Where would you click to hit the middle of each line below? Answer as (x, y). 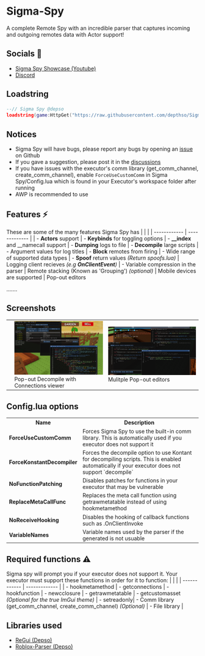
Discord (25, 75)
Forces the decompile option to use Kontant (137, 452)
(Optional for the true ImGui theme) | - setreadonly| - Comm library (90, 600)
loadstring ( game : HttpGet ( (39, 115)
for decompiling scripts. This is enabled (132, 459)
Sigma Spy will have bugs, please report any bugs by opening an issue (104, 149)
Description (139, 422)
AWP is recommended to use (52, 194)
